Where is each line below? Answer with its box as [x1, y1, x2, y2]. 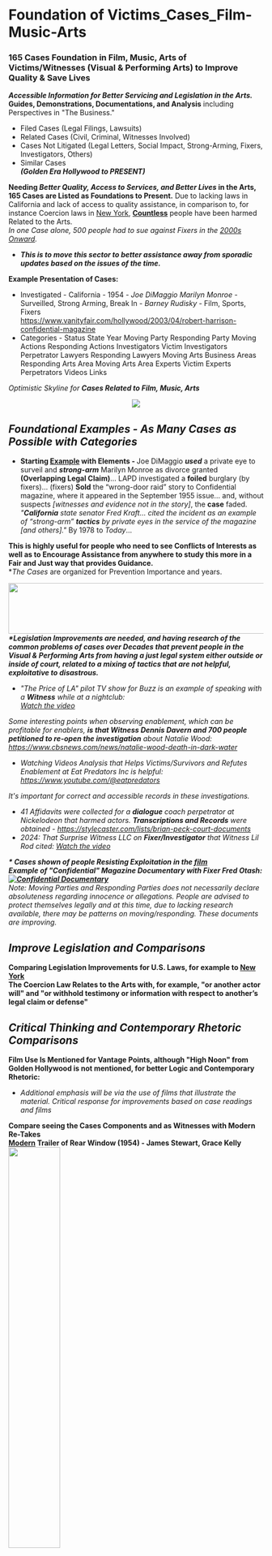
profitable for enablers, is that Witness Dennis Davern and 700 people [8, 725, 248, 735]
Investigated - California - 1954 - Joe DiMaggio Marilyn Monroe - [19, 290, 238, 300]
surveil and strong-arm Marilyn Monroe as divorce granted [19, 465, 219, 475]
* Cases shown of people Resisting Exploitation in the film [8, 857, 208, 867]
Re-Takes [8, 1129, 41, 1139]
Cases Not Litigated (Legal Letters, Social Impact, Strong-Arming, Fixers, [19, 140, 263, 151]
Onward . [8, 234, 38, 244]
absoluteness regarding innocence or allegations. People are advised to [8, 891, 249, 902]
